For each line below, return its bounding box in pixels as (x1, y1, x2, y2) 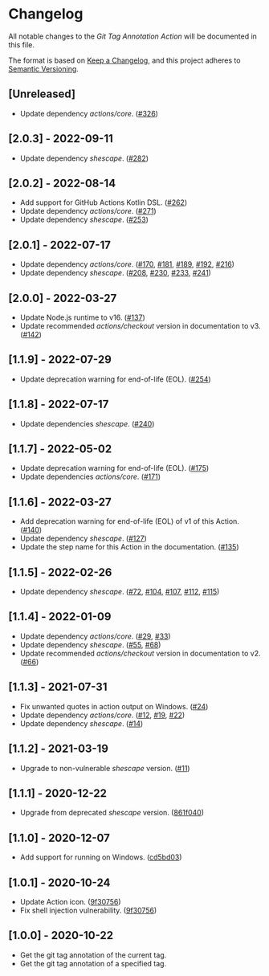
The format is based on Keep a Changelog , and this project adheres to (8, 55, 241, 65)
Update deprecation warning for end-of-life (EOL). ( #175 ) (19, 463, 210, 473)
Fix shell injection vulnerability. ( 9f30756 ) (19, 905, 157, 915)
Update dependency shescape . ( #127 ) (19, 533, 147, 543)
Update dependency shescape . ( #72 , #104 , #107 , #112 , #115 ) (19, 587, 220, 597)
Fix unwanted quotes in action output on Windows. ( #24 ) (19, 701, 209, 711)
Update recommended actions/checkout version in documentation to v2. (19, 648, 261, 658)
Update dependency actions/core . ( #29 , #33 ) (19, 631, 171, 641)
